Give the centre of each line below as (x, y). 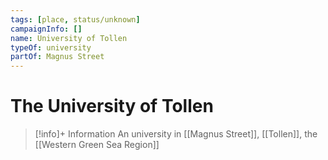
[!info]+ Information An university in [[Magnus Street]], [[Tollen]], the (176, 134)
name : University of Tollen (69, 38)
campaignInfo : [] (46, 29)
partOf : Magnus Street (57, 57)
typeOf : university (51, 47)
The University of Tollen (112, 106)
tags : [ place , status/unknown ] (75, 19)
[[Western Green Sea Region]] (97, 145)
